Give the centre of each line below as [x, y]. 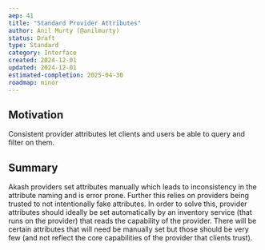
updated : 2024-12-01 [43, 68]
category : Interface [43, 53]
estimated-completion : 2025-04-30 [66, 75]
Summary [33, 167]
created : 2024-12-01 [43, 61]
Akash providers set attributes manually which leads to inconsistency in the [133, 187]
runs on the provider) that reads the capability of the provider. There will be [132, 221]
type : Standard [34, 46]
